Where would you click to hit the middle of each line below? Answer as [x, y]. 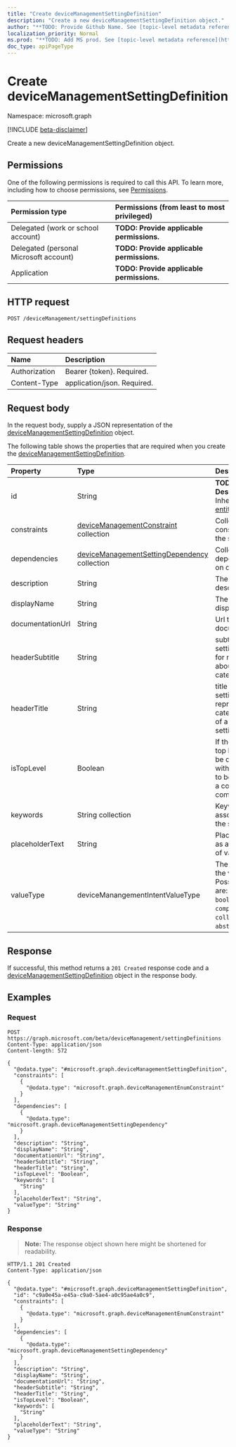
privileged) [134, 216]
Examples [29, 998]
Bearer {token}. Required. [107, 372]
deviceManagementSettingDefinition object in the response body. [102, 975]
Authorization [33, 372]
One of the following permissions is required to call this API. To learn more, [116, 182]
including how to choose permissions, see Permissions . [88, 190]
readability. [41, 1251]
